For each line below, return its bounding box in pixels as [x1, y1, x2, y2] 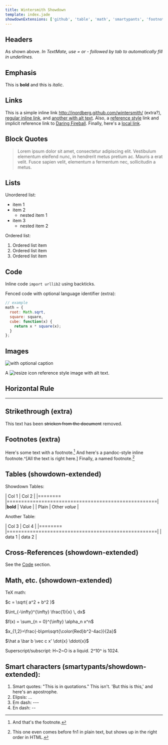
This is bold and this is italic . [5, 82, 64, 88]
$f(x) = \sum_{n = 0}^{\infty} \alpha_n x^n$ [5, 619, 94, 625]
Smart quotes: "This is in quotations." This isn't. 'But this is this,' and [12, 683, 153, 690]
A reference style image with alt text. [5, 370, 110, 376]
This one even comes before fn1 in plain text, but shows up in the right [12, 729, 157, 735]
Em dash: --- [12, 699, 39, 705]
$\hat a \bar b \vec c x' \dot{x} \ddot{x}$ [5, 638, 89, 644]
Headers [5, 35, 32, 44]
